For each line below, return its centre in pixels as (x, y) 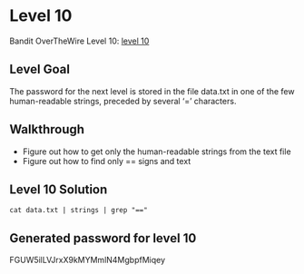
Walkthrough (47, 129)
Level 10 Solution (59, 189)
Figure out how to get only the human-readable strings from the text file (157, 152)
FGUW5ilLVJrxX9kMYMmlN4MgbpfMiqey (88, 260)
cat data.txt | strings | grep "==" (78, 210)
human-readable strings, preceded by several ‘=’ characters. (123, 101)
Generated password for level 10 (103, 238)
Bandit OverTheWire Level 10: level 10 (79, 41)
